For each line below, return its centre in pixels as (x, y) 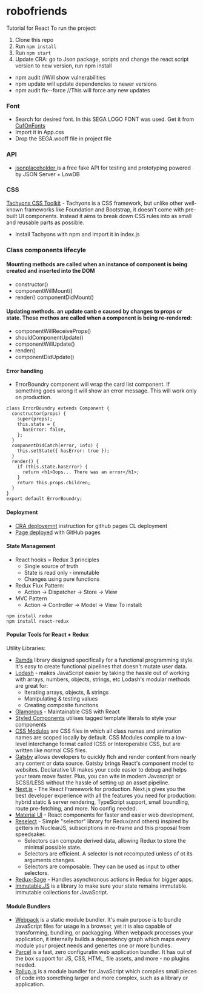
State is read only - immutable (62, 572)
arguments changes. (50, 860)
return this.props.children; (54, 483)
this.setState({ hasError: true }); (64, 451)
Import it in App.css (39, 132)
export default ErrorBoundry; (45, 499)
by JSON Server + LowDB (47, 174)
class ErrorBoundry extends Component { (58, 408)
